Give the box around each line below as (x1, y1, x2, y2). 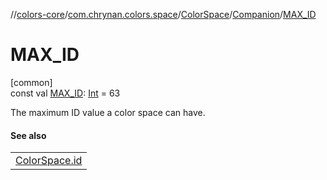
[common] (10, 76, 53, 88)
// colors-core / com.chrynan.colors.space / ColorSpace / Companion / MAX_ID (10, 9, 317, 20)
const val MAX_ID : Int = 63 (10, 87, 121, 99)
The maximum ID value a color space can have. (10, 106, 206, 118)
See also (10, 129, 47, 141)
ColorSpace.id (15, 154, 83, 168)
